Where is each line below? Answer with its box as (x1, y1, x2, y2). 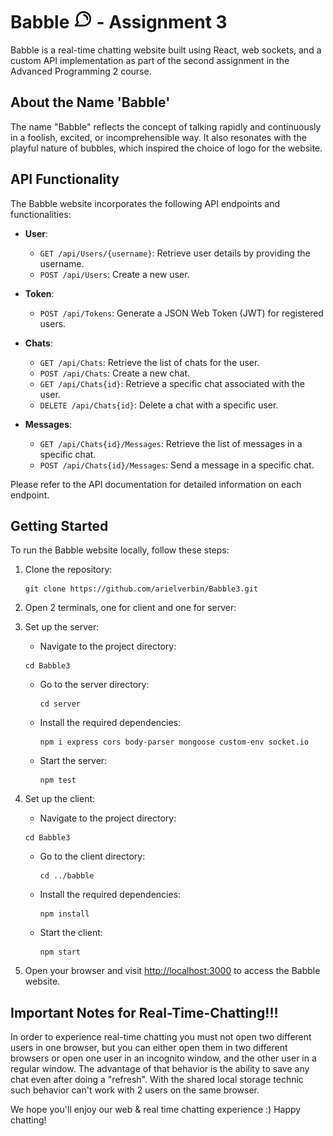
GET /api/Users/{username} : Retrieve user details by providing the (39, 247, 311, 259)
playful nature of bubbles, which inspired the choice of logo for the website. (10, 142, 323, 154)
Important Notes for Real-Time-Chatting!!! (10, 1004, 279, 1021)
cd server (39, 699, 82, 709)
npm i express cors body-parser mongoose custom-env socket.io (39, 737, 310, 748)
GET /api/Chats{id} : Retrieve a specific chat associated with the (39, 377, 305, 389)
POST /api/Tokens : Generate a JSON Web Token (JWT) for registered (39, 307, 324, 319)
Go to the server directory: (39, 679, 150, 691)
